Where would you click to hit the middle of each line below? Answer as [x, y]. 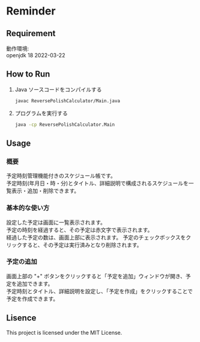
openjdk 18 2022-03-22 [36, 55]
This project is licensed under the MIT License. [64, 332]
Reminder [31, 11]
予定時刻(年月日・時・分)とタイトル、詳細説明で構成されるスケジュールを [98, 183]
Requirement [31, 33]
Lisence [21, 318]
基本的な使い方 [28, 208]
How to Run [28, 74]
